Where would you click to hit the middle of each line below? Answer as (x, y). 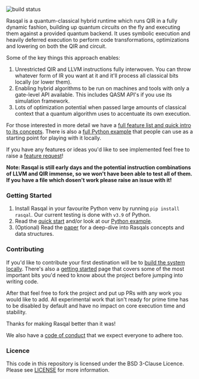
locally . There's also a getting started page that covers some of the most (95, 269)
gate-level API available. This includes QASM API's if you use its (93, 95)
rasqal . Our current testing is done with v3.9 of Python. (83, 215)
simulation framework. (42, 101)
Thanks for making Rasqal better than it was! (61, 323)
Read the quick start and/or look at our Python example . (83, 221)
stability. (16, 312)
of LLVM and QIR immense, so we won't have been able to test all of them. (99, 174)
